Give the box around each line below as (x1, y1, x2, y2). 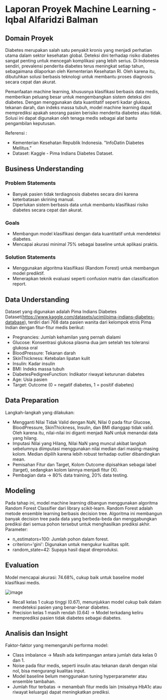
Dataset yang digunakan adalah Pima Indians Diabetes (5, 309, 117, 315)
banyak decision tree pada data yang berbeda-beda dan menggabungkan (5, 516, 157, 522)
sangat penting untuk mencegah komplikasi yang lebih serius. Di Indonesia (5, 58, 159, 63)
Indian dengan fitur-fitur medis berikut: (5, 325, 85, 331)
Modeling (5, 487, 35, 495)
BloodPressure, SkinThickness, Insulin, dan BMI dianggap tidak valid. (12, 424, 154, 430)
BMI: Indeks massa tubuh (12, 366, 65, 372)
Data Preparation (5, 396, 59, 405)
